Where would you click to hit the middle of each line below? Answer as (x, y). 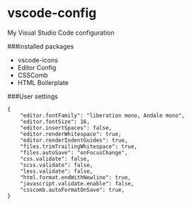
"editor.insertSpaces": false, (66, 128)
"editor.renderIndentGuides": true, (74, 140)
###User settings (33, 96)
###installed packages (41, 46)
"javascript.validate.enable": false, (77, 183)
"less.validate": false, (57, 171)
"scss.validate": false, (57, 165)
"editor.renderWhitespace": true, (71, 134)
